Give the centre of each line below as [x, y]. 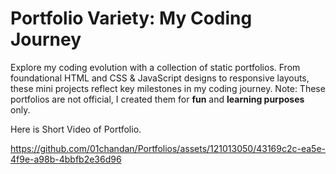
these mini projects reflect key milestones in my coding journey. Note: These [168, 88]
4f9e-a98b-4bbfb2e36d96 [66, 159]
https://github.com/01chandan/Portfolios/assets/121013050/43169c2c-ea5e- [168, 148]
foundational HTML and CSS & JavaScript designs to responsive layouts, [160, 78]
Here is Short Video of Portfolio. [76, 129]
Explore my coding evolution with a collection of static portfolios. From [155, 67]
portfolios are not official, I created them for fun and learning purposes [157, 99]
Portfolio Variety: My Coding [131, 18]
